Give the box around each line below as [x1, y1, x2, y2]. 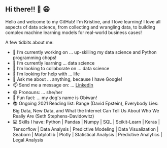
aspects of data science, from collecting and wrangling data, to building [5, 24, 156, 30]
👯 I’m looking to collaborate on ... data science [12, 65, 110, 71]
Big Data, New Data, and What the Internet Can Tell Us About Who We [12, 107, 159, 113]
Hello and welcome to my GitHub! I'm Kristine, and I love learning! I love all [5, 18, 161, 24]
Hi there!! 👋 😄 [5, 5, 50, 14]
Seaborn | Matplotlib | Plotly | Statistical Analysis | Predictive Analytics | [12, 131, 162, 137]
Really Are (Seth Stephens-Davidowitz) [12, 113, 94, 119]
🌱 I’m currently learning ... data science [12, 60, 95, 66]
